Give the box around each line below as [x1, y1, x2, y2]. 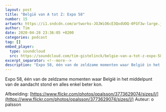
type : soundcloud [9, 49, 45, 54]
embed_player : [5, 44, 35, 49]
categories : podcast [5, 35, 48, 40]
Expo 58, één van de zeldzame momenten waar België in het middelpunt [5, 76, 153, 82]
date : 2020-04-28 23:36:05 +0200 [5, 30, 74, 35]
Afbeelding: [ [5, 91, 32, 97]
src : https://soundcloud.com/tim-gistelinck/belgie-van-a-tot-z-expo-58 [9, 53, 163, 58]
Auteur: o [135, 96, 154, 102]
